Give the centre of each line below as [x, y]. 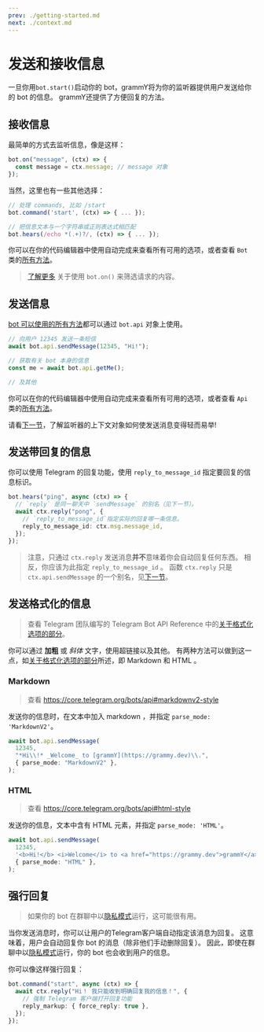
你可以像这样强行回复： [46, 969]
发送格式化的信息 [49, 604]
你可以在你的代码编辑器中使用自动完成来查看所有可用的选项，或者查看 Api [128, 398]
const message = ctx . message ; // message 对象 [92, 167]
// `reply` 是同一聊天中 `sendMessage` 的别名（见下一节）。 [106, 504]
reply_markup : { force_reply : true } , [86, 1006]
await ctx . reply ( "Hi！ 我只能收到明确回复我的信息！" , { [101, 992]
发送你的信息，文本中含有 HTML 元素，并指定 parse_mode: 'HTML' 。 [118, 825]
